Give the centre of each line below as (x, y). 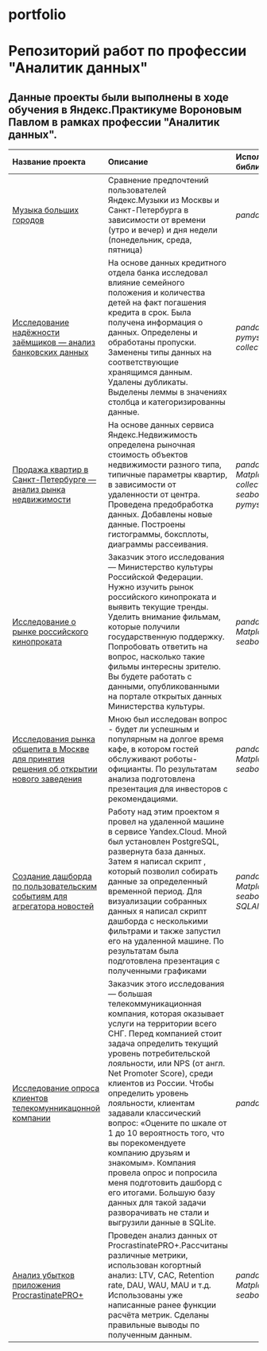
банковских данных (50, 352)
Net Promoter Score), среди (161, 1073)
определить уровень (148, 1093)
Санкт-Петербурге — (54, 480)
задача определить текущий (163, 1044)
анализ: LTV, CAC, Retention (161, 1275)
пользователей (137, 190)
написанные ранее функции (162, 1305)
